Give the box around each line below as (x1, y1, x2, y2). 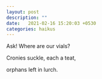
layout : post (6, 9, 39, 15)
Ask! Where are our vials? (6, 43, 71, 50)
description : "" (6, 15, 47, 21)
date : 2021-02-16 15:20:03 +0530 (6, 20, 97, 26)
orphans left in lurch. (6, 66, 58, 74)
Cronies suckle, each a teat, (6, 54, 76, 61)
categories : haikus (6, 26, 56, 32)
